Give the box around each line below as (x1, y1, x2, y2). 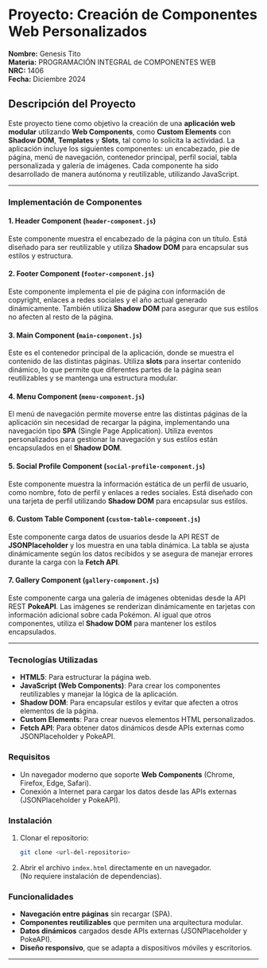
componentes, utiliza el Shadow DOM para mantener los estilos (8, 619, 217, 628)
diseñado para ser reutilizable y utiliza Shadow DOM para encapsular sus (8, 242, 249, 252)
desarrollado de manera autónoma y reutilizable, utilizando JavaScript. (8, 169, 240, 178)
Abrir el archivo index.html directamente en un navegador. (19, 862, 212, 872)
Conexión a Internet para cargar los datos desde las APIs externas (19, 786, 237, 796)
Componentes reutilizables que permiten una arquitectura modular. (19, 918, 243, 927)
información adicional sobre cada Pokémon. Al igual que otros (8, 611, 212, 620)
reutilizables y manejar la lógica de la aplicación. (19, 689, 179, 699)
